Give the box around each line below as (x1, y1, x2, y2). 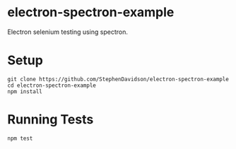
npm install (7, 88, 42, 95)
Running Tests (7, 112, 94, 128)
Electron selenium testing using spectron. (7, 28, 129, 36)
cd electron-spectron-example (7, 82, 97, 89)
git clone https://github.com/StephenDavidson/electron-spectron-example (7, 76, 230, 83)
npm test (7, 135, 33, 142)
